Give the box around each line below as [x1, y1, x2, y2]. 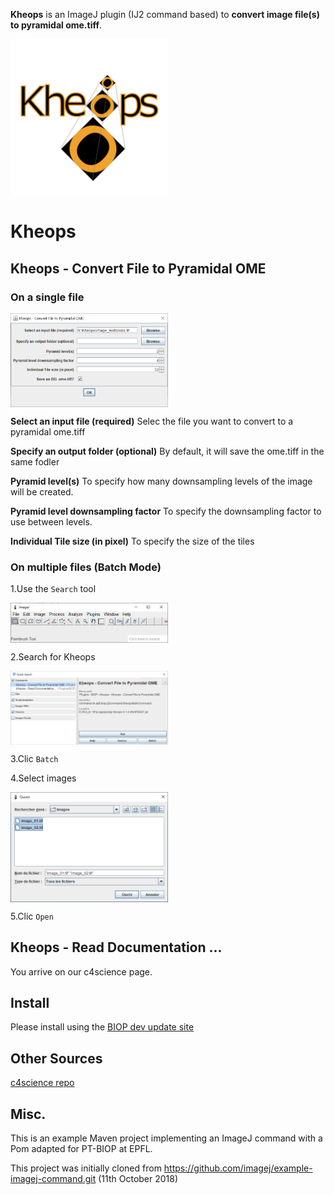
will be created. [10, 486, 74, 498]
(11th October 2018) [98, 1173, 179, 1185]
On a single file [10, 290, 85, 304]
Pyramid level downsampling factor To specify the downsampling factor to [10, 505, 322, 518]
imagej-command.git [10, 1173, 97, 1185]
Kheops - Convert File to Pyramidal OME [10, 260, 267, 277]
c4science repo [10, 1077, 75, 1089]
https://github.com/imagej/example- [163, 1162, 313, 1174]
